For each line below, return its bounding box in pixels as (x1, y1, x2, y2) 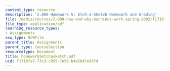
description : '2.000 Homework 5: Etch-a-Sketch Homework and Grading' (5, 12, 157, 17)
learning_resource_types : (5, 26, 60, 31)
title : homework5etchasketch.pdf (5, 53, 76, 59)
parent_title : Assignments (5, 40, 62, 45)
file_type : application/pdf (5, 21, 65, 26)
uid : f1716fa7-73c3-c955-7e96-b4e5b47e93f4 (5, 58, 99, 63)
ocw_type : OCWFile (5, 35, 44, 40)
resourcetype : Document (5, 49, 56, 54)
